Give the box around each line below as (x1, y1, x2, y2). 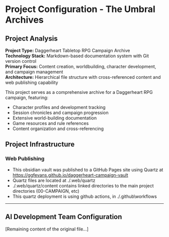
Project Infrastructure (5, 140, 75, 149)
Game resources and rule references (12, 121, 89, 126)
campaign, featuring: (5, 94, 49, 100)
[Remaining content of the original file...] (5, 226, 89, 232)
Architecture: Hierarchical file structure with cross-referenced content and (5, 74, 161, 80)
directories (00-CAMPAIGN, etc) (12, 188, 79, 194)
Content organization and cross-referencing (12, 126, 104, 132)
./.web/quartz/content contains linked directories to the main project (12, 182, 154, 189)
